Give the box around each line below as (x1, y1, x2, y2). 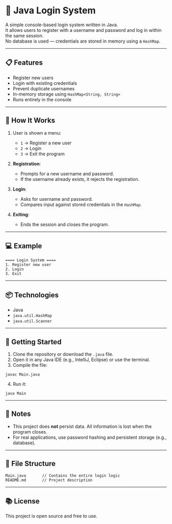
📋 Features (5, 59, 43, 67)
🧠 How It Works (5, 116, 55, 125)
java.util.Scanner (12, 319, 52, 324)
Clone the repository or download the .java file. (12, 351, 114, 357)
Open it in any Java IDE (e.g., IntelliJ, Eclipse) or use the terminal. (12, 357, 150, 363)
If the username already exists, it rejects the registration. (20, 176, 140, 182)
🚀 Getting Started (5, 338, 62, 346)
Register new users (12, 74, 54, 81)
